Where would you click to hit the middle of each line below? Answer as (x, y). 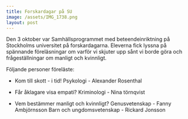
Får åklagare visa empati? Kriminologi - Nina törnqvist (80, 92)
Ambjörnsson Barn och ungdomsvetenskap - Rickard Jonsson (90, 110)
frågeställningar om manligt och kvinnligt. (57, 58)
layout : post (22, 22)
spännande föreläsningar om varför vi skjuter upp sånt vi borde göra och (94, 52)
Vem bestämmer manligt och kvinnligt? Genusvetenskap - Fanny (93, 104)
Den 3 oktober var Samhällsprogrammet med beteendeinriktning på (88, 39)
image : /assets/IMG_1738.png (42, 17)
